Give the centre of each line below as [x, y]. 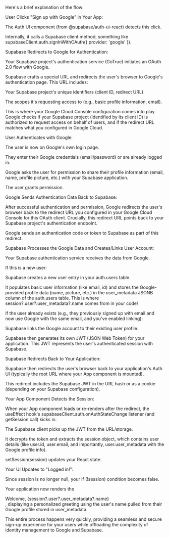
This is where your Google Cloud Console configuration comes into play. [80, 111]
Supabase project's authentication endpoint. [51, 223]
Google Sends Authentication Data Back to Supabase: [61, 197]
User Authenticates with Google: [39, 138]
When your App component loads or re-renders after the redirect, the [77, 409]
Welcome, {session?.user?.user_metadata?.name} [57, 499]
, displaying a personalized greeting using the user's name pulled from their [84, 504]
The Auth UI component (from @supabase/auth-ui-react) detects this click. [83, 27]
